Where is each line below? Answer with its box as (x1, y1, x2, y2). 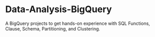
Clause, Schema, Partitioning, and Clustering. (5, 25, 101, 31)
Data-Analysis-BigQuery (5, 4, 112, 15)
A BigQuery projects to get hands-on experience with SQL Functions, (5, 20, 150, 26)
